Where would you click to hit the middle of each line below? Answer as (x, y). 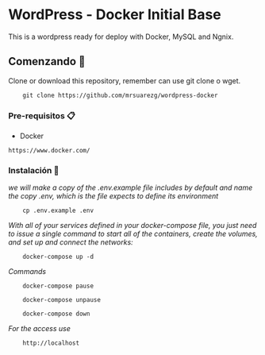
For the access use (40, 329)
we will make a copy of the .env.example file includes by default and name (131, 187)
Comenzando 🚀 (47, 62)
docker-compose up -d (58, 257)
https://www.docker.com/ (49, 151)
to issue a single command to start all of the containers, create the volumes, (133, 234)
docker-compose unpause (62, 300)
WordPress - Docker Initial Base (115, 15)
